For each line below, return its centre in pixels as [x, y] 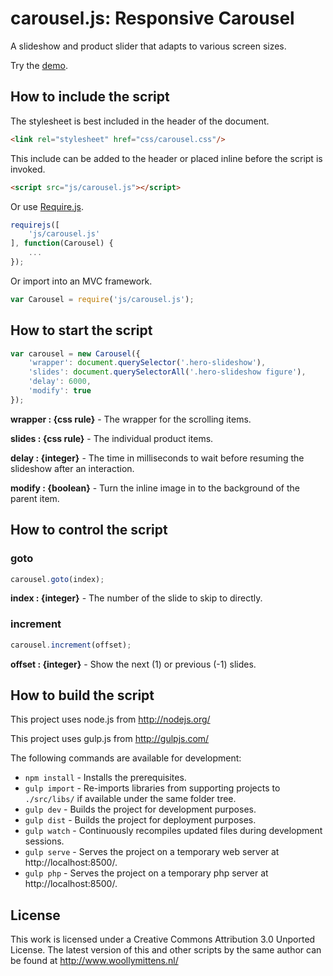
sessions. [44, 841]
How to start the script [81, 330]
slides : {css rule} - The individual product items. [112, 438]
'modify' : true [60, 391]
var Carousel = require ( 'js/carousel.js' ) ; [102, 299]
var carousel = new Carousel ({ [75, 353]
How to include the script [90, 97]
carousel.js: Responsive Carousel [152, 18]
